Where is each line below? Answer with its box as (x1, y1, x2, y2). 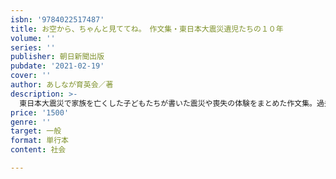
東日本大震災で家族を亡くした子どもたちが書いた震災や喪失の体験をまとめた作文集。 (19, 98, 317, 108)
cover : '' (10, 71, 52, 81)
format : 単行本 (10, 136, 69, 146)
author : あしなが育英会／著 (10, 80, 114, 90)
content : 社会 (10, 145, 67, 155)
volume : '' (10, 33, 56, 43)
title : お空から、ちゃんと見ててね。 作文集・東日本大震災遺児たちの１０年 (10, 24, 284, 34)
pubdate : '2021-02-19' (10, 61, 105, 71)
